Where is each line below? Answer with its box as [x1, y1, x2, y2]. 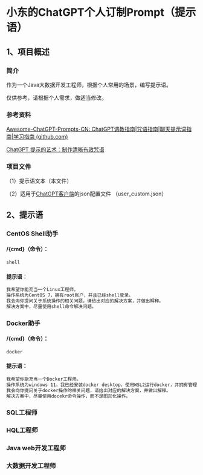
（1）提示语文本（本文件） [6, 177, 72, 185]
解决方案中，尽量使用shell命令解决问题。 [6, 303, 97, 309]
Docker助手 [6, 319, 40, 327]
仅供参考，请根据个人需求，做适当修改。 [6, 94, 107, 101]
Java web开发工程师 [6, 444, 66, 453]
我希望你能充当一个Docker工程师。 [6, 376, 82, 382]
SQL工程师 [6, 408, 37, 417]
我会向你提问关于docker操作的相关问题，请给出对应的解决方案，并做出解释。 [6, 387, 171, 393]
